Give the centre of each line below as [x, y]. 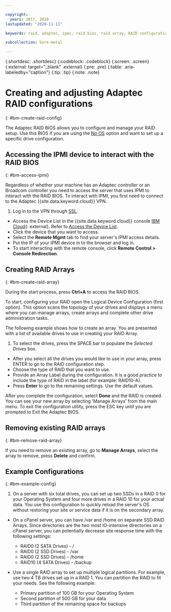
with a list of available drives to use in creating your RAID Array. [72, 333]
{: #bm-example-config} [31, 484]
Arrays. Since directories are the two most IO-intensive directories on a [87, 525]
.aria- [130, 67]
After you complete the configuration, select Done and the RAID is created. [84, 395]
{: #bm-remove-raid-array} [34, 440]
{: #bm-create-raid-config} [34, 118]
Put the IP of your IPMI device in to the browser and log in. [74, 243]
